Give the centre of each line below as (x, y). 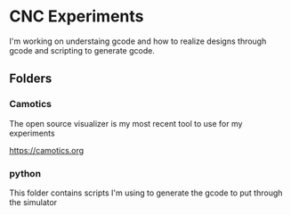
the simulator (33, 202)
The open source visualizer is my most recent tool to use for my (126, 123)
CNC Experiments (77, 17)
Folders (31, 79)
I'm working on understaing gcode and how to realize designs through (138, 41)
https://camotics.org (47, 150)
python (25, 173)
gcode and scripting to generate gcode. (82, 50)
